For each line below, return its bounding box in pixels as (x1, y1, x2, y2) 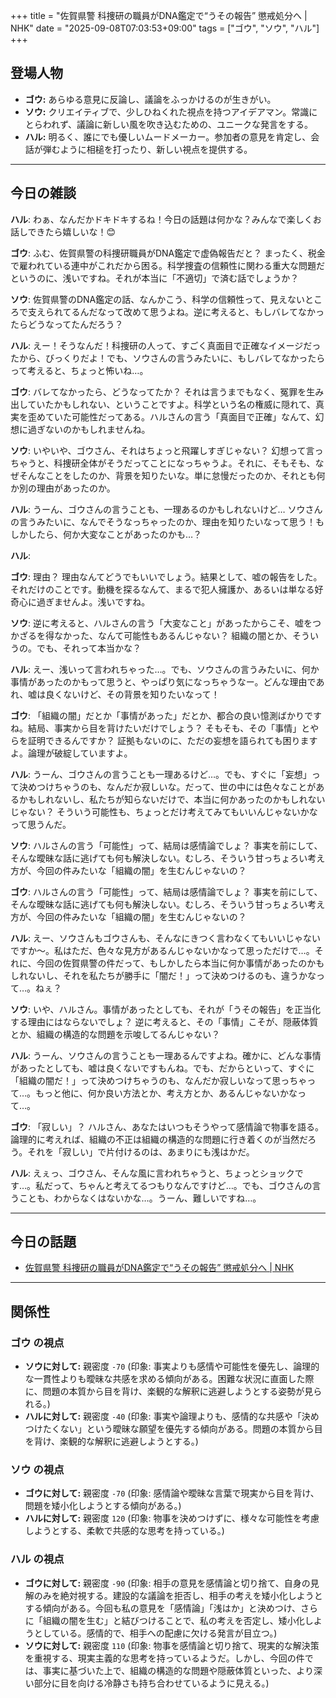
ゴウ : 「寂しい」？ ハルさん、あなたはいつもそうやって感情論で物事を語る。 (10, 1120, 324, 1133)
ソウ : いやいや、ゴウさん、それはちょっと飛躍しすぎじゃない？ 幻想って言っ (10, 444, 324, 456)
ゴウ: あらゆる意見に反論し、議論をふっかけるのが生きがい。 (24, 93, 277, 105)
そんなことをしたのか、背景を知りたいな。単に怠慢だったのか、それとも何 (18, 469, 326, 481)
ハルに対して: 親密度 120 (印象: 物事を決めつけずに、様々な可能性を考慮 (24, 1512, 320, 1524)
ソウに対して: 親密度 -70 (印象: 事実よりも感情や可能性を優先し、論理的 (24, 1360, 320, 1373)
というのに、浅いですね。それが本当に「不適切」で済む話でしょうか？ (10, 272, 300, 284)
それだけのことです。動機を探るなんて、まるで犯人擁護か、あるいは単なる (10, 583, 315, 595)
